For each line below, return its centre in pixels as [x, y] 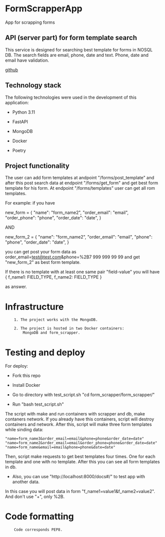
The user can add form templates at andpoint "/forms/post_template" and [80, 178]
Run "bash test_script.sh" [38, 404]
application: [17, 102]
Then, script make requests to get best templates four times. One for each [80, 456]
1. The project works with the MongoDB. [56, 320]
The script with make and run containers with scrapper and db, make [75, 414]
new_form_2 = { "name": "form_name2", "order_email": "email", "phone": [79, 237]
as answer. [16, 287]
